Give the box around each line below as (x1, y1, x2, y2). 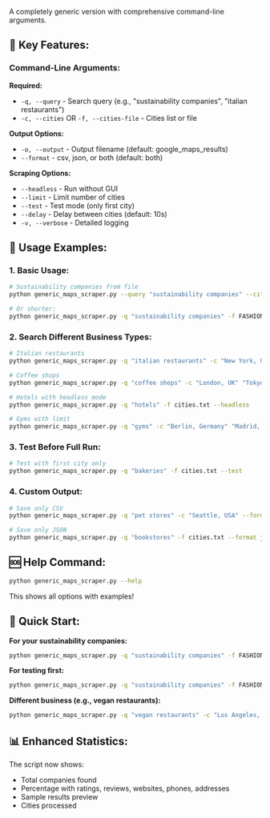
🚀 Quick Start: (9, 615, 80, 628)
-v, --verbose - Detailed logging (20, 218, 129, 227)
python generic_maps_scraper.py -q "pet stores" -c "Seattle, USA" (9, 511, 240, 519)
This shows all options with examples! (9, 591, 135, 601)
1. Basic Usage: (9, 265, 70, 275)
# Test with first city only (9, 459, 107, 467)
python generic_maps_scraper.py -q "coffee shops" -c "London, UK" (9, 379, 240, 387)
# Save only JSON (9, 526, 67, 535)
